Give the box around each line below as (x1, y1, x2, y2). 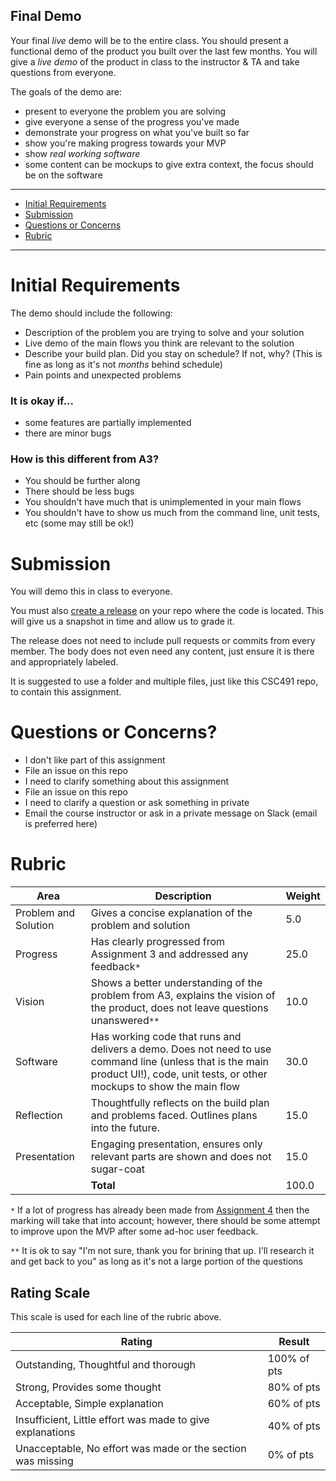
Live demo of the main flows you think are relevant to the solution (24, 337, 295, 349)
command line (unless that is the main (90, 1055, 270, 1069)
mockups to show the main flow (90, 1080, 241, 1094)
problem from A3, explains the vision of (90, 989, 276, 1003)
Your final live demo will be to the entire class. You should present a (10, 34, 289, 46)
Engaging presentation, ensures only (90, 1137, 263, 1151)
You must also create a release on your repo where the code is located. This (10, 605, 325, 617)
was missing (15, 1454, 74, 1468)
